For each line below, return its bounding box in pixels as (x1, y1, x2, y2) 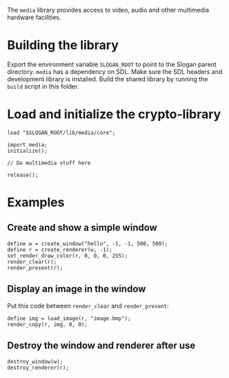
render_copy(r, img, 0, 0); (7, 321, 88, 328)
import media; (7, 141, 48, 148)
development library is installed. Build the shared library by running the (7, 75, 208, 83)
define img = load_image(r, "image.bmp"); (7, 314, 131, 322)
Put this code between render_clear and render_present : (7, 301, 169, 310)
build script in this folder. (7, 82, 79, 91)
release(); (7, 171, 39, 178)
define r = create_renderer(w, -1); (7, 246, 112, 253)
